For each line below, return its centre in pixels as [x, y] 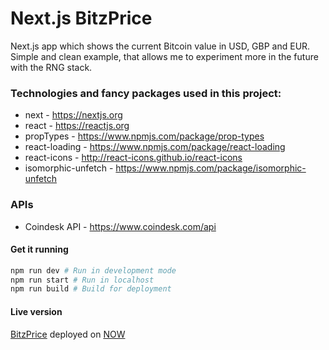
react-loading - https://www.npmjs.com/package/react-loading [155, 147]
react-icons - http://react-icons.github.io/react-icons [133, 158]
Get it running [39, 249]
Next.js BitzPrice [81, 18]
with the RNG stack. [51, 67]
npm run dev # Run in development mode [93, 270]
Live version [36, 311]
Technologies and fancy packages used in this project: [146, 93]
